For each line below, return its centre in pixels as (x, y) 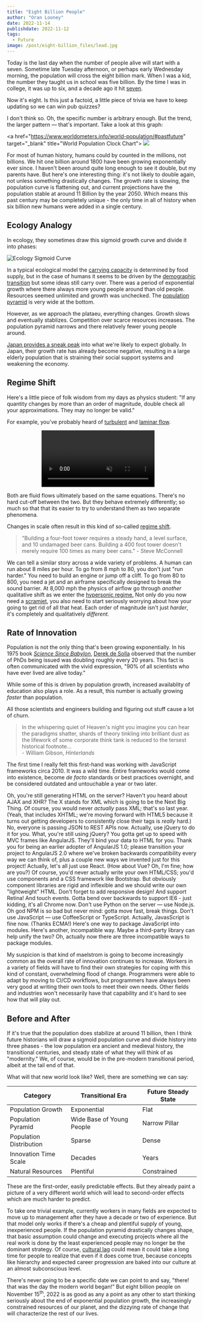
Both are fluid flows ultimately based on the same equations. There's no (96, 495)
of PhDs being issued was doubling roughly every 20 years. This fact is (95, 660)
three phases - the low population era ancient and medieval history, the (95, 1046)
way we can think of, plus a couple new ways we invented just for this (93, 860)
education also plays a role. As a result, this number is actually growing (95, 691)
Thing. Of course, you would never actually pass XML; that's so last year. (98, 808)
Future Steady (168, 1092)
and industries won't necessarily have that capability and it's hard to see (97, 993)
